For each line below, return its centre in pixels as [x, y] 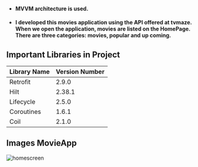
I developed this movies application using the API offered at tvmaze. [104, 23]
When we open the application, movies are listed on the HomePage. [103, 29]
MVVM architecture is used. [52, 9]
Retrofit [20, 82]
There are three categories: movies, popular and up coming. [93, 35]
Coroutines [25, 112]
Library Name [30, 72]
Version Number [80, 72]
